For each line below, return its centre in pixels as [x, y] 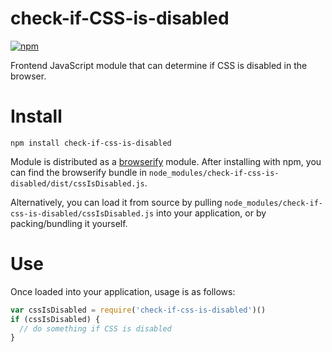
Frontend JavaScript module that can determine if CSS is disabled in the [159, 65]
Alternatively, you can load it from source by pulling [116, 202]
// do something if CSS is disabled [95, 328]
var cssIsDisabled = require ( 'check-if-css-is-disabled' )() [138, 310]
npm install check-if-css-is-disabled [91, 143]
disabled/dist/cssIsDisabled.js [77, 183]
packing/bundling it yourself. [69, 223]
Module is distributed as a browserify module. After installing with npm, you [166, 161]
